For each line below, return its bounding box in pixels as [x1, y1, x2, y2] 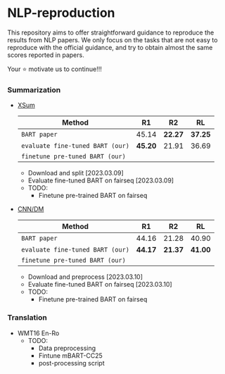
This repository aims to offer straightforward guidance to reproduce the [7, 28, 214, 37]
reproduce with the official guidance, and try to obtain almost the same [7, 43, 213, 51]
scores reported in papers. [7, 51, 84, 59]
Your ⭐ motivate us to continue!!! [7, 65, 102, 73]
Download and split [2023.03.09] [27, 169, 124, 177]
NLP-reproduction [7, 5, 115, 21]
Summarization [7, 85, 61, 94]
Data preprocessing [38, 344, 96, 352]
